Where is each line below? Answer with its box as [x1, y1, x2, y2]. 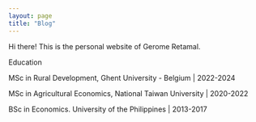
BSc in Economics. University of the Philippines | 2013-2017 [8, 104, 208, 114]
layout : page [8, 11, 53, 20]
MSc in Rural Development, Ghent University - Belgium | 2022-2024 [8, 73, 236, 82]
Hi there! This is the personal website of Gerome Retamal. [8, 41, 201, 51]
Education [8, 57, 42, 67]
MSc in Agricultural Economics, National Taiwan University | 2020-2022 [8, 88, 249, 98]
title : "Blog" [8, 19, 57, 27]
